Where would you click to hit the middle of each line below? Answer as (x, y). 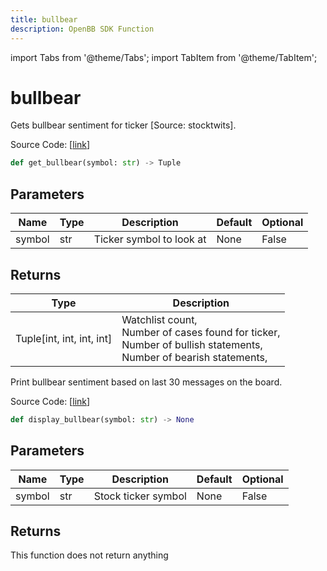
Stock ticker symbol (140, 496)
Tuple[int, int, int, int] (64, 338)
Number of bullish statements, (192, 344)
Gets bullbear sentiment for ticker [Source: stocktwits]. (123, 125)
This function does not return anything (89, 555)
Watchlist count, (159, 319)
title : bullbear (44, 19)
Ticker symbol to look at (150, 239)
